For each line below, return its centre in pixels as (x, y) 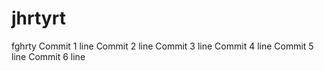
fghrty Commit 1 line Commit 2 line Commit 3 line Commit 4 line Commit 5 (162, 46)
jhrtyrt (38, 18)
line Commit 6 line (48, 56)
